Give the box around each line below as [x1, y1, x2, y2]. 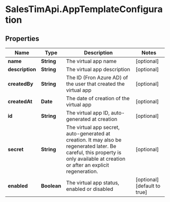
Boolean [40, 182, 62, 189]
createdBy [8, 81, 34, 87]
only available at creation [66, 155, 125, 162]
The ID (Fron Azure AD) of [66, 74, 128, 81]
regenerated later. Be [66, 143, 116, 150]
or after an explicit [66, 162, 109, 168]
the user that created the [66, 81, 125, 87]
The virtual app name [66, 58, 117, 64]
